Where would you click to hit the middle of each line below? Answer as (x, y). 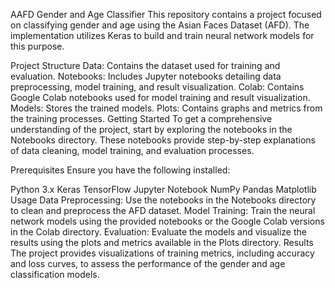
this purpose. (37, 46)
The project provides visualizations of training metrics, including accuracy (162, 253)
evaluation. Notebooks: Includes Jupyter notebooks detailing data (146, 76)
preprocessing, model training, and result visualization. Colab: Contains (157, 87)
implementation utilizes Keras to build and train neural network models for (162, 35)
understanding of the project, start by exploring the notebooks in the (151, 129)
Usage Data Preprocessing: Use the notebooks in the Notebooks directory (163, 200)
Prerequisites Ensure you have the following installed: (120, 170)
